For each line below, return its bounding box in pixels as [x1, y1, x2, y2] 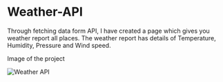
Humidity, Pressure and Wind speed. [7, 41, 112, 49]
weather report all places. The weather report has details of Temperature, [7, 33, 216, 42]
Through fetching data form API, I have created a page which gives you [7, 27, 211, 35]
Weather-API [7, 4, 83, 20]
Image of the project [7, 54, 66, 62]
